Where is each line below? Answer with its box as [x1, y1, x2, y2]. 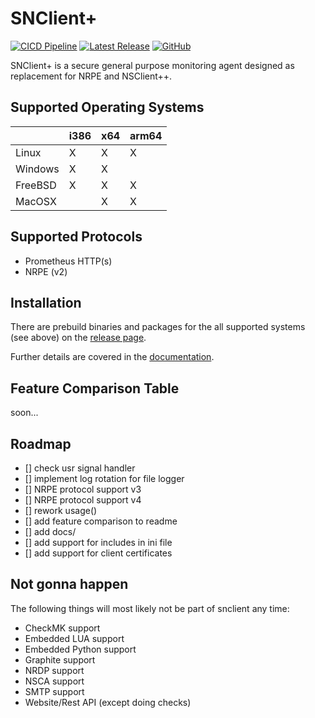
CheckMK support [24, 622, 101, 634]
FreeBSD [15, 178, 57, 192]
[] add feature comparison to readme [24, 515, 178, 527]
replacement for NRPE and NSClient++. [10, 70, 173, 82]
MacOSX [15, 194, 57, 208]
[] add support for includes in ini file [24, 537, 173, 548]
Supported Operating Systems [10, 99, 205, 116]
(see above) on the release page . [10, 332, 147, 344]
